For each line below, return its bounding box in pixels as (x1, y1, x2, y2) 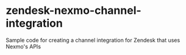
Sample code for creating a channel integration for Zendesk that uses (5, 36, 181, 44)
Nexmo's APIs (5, 43, 41, 50)
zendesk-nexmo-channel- (5, 4, 141, 18)
